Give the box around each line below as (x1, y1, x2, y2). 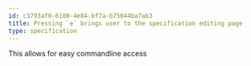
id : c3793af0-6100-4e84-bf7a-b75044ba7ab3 (8, 11, 153, 20)
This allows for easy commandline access (8, 49, 147, 59)
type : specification (8, 27, 78, 35)
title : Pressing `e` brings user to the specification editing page (8, 19, 243, 27)
